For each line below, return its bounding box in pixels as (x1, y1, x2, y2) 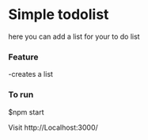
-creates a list (8, 70, 54, 79)
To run (8, 89, 34, 100)
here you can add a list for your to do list (8, 32, 140, 41)
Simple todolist (8, 6, 109, 24)
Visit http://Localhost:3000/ (8, 123, 99, 132)
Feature (8, 51, 39, 62)
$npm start (8, 107, 44, 116)
